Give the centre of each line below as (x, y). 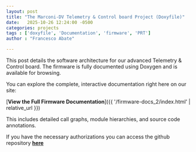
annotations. (21, 125)
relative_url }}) (23, 108)
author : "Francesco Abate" (40, 39)
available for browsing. (34, 73)
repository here (25, 143)
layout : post (22, 11)
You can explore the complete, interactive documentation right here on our (96, 84)
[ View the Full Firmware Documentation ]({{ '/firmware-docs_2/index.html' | (98, 102)
